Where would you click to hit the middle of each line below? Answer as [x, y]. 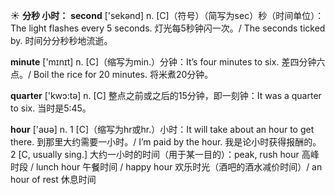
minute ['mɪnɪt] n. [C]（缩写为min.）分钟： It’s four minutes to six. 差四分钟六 [168, 62]
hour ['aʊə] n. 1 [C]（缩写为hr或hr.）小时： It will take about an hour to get [162, 129]
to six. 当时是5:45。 [51, 108]
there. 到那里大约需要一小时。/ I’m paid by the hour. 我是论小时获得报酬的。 [166, 142]
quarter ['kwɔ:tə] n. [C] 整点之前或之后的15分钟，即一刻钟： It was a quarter [166, 95]
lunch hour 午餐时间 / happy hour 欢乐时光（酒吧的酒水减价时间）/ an [179, 167]
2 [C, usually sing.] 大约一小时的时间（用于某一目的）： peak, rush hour [155, 154]
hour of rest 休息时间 [53, 179]
